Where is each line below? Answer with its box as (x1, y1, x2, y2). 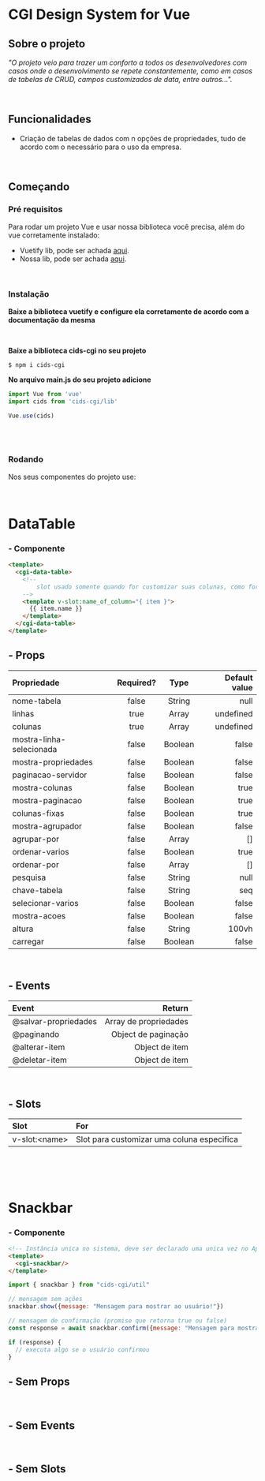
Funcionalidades (8, 113, 92, 126)
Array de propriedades (104, 1015, 189, 1027)
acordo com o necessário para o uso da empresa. (19, 142, 182, 151)
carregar (12, 936, 45, 947)
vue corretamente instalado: (8, 230, 100, 240)
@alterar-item (12, 1042, 65, 1053)
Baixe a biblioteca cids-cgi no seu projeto (8, 346, 147, 355)
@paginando (12, 1028, 60, 1039)
